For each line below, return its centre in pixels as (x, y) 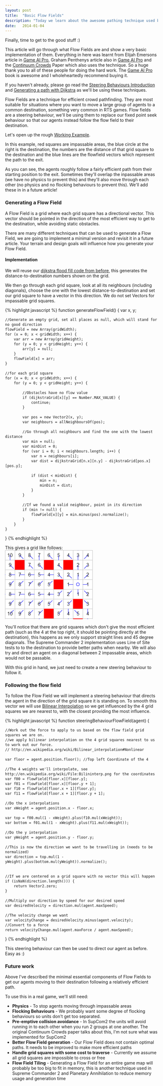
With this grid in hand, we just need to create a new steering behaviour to (78, 667)
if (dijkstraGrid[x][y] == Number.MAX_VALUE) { (71, 398)
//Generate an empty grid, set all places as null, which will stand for (81, 320)
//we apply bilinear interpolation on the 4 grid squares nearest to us (80, 740)
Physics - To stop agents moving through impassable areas (72, 1006)
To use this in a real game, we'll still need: (47, 997)
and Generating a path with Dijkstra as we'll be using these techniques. (76, 90)
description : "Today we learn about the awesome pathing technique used (80, 20)
